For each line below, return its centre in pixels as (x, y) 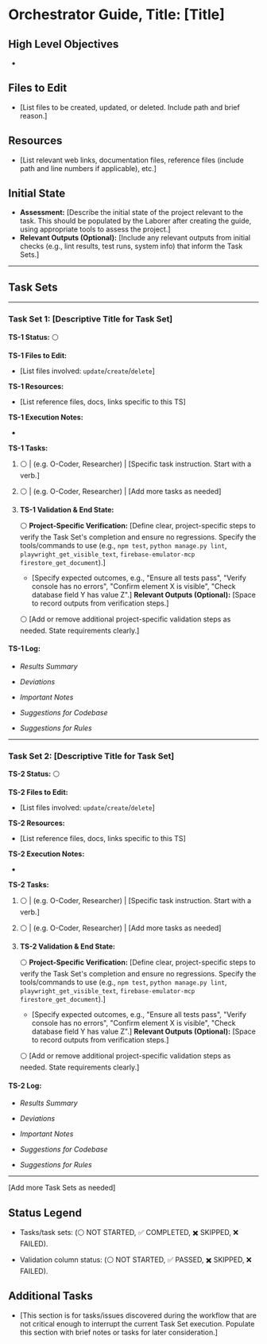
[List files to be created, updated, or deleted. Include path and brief (130, 107)
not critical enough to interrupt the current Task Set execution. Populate (137, 1323)
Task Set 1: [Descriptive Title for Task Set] (91, 319)
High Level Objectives (64, 44)
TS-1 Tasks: (28, 448)
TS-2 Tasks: (29, 885)
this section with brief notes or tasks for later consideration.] (119, 1332)
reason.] (33, 115)
